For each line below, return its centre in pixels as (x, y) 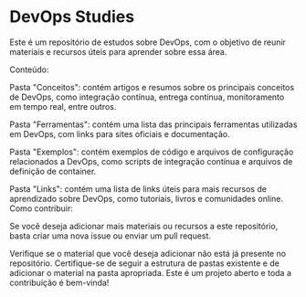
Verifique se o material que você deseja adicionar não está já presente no (148, 253)
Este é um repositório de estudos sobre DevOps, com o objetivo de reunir (148, 42)
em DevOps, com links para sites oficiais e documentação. (120, 133)
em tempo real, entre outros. (63, 106)
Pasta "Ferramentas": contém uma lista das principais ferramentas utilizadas (153, 124)
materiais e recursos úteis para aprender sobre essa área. (118, 51)
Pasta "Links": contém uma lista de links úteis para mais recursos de (138, 188)
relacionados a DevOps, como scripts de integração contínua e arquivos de (151, 161)
